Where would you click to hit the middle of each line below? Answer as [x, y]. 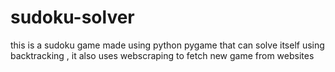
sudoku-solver [72, 17]
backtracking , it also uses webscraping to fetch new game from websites [162, 55]
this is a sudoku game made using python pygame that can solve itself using [167, 45]
